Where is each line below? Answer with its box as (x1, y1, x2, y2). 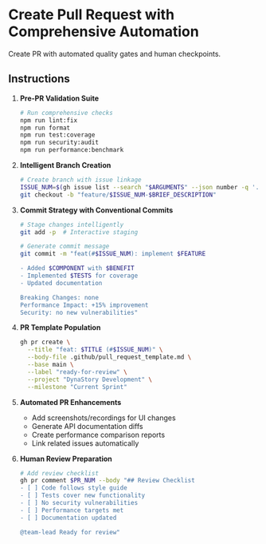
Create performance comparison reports (31, 430, 166, 439)
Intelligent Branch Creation (19, 161, 111, 169)
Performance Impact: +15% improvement (19, 301, 149, 309)
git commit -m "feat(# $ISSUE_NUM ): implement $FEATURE (19, 250, 206, 258)
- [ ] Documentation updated (19, 514, 117, 522)
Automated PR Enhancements (19, 397, 122, 407)
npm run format (19, 124, 71, 132)
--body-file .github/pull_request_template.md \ (27, 353, 192, 361)
